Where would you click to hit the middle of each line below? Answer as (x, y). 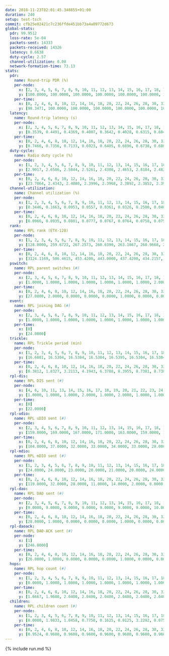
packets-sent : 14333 (31, 43)
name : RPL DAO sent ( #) (39, 493)
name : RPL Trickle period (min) (48, 343)
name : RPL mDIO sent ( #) (40, 456)
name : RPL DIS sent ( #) (39, 381)
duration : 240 (20, 15)
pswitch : (19, 264)
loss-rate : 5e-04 (28, 38)
